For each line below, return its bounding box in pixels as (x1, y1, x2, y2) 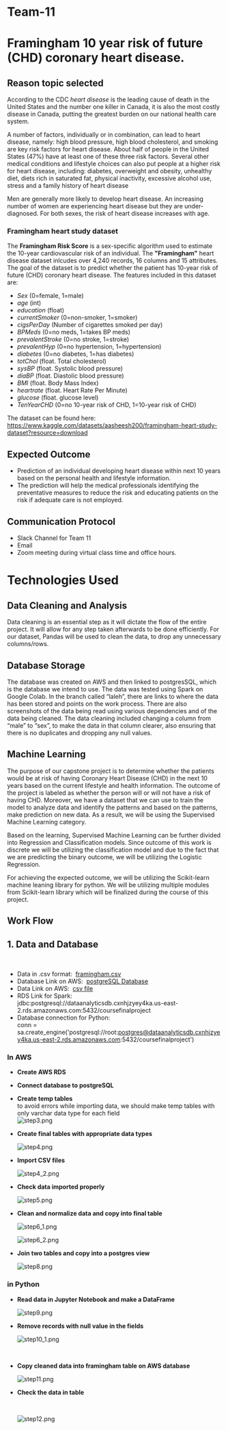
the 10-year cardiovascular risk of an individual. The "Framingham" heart (7, 249, 214, 258)
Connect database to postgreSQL (16, 1081, 114, 1089)
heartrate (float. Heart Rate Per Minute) (16, 386, 128, 395)
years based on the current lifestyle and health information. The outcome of (7, 781, 220, 789)
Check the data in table (16, 1388, 85, 1396)
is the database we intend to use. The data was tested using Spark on (7, 685, 203, 693)
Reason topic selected (7, 77, 104, 89)
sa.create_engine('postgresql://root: (16, 1028, 118, 1036)
